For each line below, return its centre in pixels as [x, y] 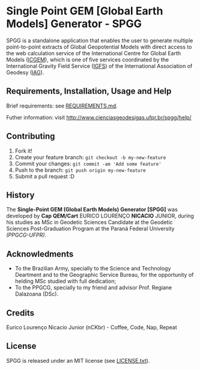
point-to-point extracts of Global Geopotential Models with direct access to [99, 47]
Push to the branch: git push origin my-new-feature [80, 170]
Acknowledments [40, 254]
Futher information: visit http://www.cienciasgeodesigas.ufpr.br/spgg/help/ [99, 117]
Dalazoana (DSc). [37, 294]
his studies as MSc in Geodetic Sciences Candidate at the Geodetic [89, 222]
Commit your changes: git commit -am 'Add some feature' [88, 163]
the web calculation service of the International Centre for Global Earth [94, 53]
